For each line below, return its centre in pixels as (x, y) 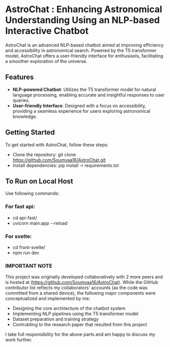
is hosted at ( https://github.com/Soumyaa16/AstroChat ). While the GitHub (82, 282)
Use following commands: (32, 194)
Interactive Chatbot (47, 31)
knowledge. (25, 116)
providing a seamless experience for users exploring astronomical (81, 111)
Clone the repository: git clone (44, 154)
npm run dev (26, 253)
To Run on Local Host (39, 181)
